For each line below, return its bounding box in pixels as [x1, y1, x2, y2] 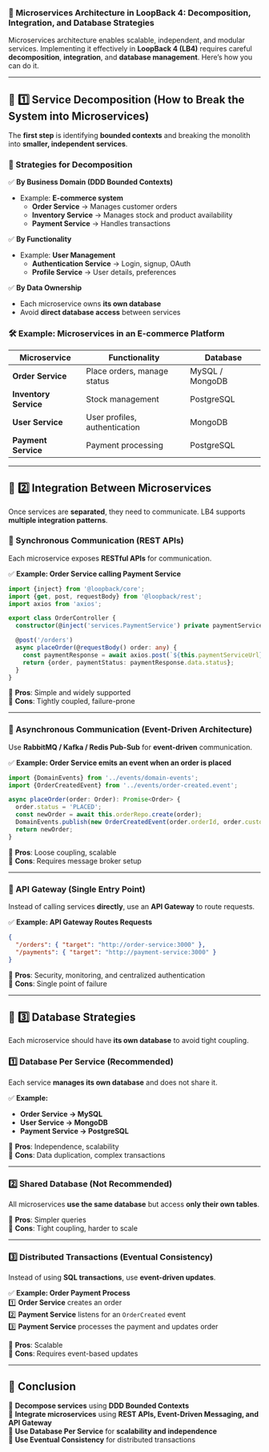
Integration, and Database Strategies [8, 17, 155, 28]
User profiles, [86, 411, 138, 423]
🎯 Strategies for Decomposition [8, 160, 133, 171]
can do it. [8, 61, 40, 71]
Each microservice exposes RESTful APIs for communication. [8, 553, 212, 563]
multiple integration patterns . [8, 515, 108, 524]
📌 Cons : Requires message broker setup [8, 855, 142, 865]
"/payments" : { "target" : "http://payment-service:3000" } [15, 948, 217, 957]
